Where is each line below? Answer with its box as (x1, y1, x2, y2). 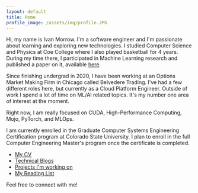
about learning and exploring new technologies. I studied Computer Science (6, 42, 192, 49)
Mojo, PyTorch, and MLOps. (6, 115, 74, 123)
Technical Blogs (14, 157, 55, 165)
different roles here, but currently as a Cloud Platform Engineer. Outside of (6, 85, 188, 92)
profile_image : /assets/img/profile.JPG (6, 20, 108, 25)
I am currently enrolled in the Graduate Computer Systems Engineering (6, 127, 180, 134)
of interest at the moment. (6, 98, 70, 105)
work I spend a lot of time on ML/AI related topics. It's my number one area (6, 91, 189, 98)
